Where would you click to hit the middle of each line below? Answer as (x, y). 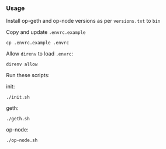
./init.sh (18, 98)
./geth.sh (18, 119)
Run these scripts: (28, 75)
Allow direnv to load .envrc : (39, 54)
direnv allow (22, 65)
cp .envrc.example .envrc (37, 43)
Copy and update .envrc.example (46, 32)
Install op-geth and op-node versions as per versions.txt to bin (83, 21)
